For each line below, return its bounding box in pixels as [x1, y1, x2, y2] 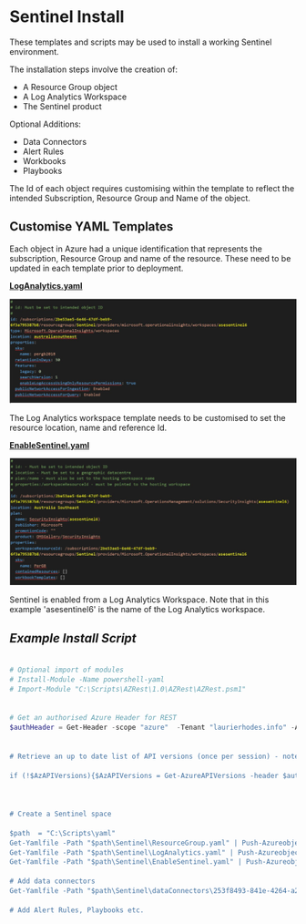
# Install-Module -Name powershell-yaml [9, 674, 166, 684]
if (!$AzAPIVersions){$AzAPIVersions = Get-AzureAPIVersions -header [9, 771, 280, 780]
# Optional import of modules [9, 665, 125, 674]
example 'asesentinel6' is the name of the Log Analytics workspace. [9, 604, 266, 615]
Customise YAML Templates [9, 219, 174, 234]
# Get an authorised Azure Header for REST [9, 714, 178, 723]
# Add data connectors [9, 877, 96, 886]
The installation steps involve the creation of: [9, 64, 178, 75]
